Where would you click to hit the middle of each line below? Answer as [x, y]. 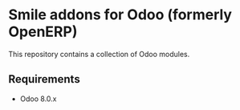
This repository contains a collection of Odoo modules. [99, 54]
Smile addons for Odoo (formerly [120, 15]
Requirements [44, 79]
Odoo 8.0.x [38, 99]
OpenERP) [43, 32]
